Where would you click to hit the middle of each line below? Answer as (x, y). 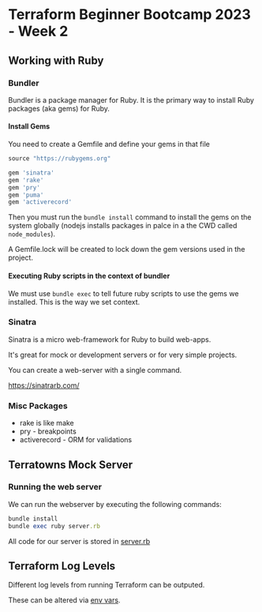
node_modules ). (32, 234)
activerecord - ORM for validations (76, 440)
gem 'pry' (24, 187)
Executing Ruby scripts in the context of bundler (89, 276)
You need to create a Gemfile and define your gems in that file (109, 145)
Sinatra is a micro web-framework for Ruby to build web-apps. (110, 339)
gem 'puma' (26, 195)
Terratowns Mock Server (71, 465)
